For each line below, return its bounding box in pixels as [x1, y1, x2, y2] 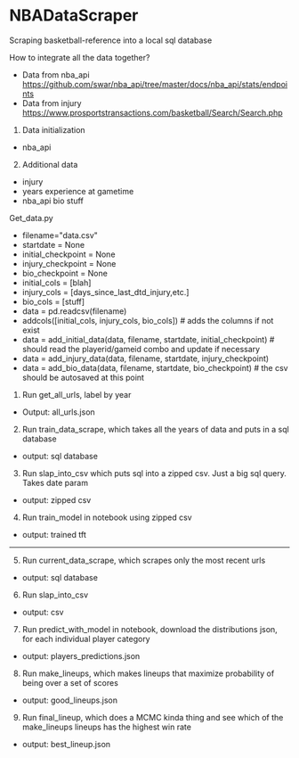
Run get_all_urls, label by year [21, 389, 132, 400]
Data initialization [21, 124, 86, 135]
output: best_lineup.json [21, 738, 111, 749]
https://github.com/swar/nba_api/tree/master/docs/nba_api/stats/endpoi [21, 78, 287, 89]
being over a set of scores [21, 677, 118, 688]
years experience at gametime [21, 185, 134, 196]
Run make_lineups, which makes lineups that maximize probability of [21, 668, 275, 679]
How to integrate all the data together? [9, 52, 150, 62]
